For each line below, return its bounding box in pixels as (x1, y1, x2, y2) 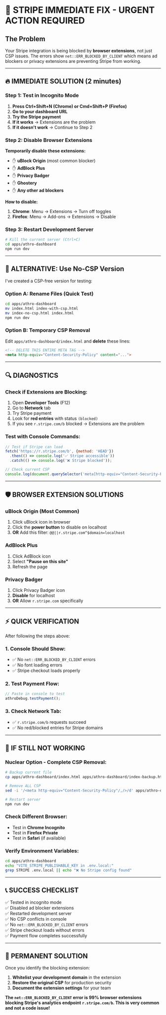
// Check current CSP (5, 467, 50, 472)
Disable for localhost (12, 593, 55, 599)
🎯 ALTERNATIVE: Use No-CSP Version (5, 265, 124, 273)
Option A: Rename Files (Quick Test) (5, 290, 94, 297)
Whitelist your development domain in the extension (12, 974, 121, 980)
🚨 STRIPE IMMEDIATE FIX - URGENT (5, 4, 155, 16)
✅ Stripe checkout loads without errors (5, 927, 85, 933)
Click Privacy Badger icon (12, 587, 65, 593)
